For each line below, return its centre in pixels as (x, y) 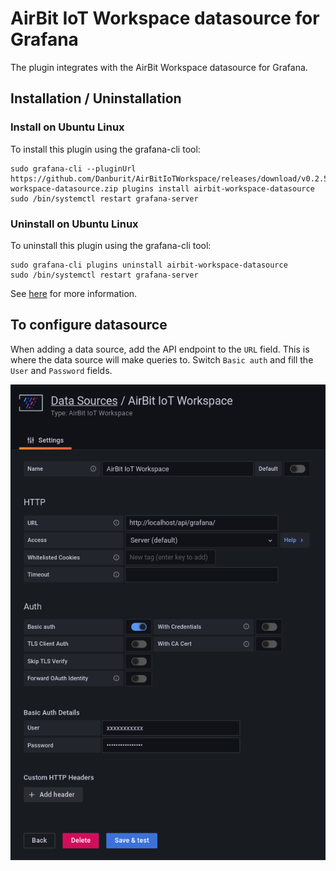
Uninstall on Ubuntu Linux (74, 224)
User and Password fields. (61, 370)
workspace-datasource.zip (64, 188)
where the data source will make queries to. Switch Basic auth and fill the (162, 359)
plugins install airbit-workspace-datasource (218, 188)
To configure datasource (89, 325)
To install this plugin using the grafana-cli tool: (105, 149)
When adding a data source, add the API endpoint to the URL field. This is (160, 349)
